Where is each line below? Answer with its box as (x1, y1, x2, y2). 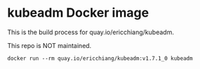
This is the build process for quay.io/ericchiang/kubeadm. (7, 28, 174, 36)
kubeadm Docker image (7, 5, 149, 21)
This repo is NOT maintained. (7, 41, 92, 49)
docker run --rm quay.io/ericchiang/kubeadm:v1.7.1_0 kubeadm (7, 54, 193, 62)
